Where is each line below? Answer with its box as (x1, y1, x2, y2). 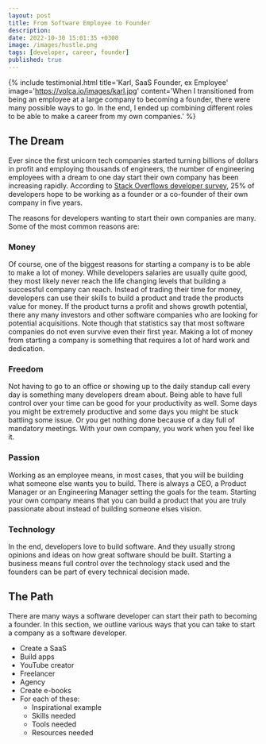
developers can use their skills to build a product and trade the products (8, 293, 245, 303)
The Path (8, 590, 54, 603)
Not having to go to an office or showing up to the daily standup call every (8, 382, 251, 391)
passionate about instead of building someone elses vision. (8, 503, 202, 513)
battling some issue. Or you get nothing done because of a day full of (8, 415, 236, 425)
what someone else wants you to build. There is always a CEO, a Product (8, 478, 247, 488)
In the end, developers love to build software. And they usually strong (8, 542, 236, 551)
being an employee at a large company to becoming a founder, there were (8, 94, 251, 104)
